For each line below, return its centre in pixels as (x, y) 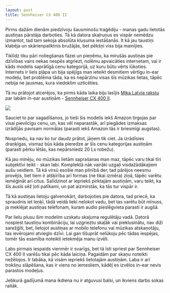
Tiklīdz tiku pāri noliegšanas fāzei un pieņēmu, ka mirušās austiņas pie (79, 55)
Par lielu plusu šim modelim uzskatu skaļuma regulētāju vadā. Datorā (77, 217)
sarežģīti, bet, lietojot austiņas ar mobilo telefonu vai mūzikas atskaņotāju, (83, 228)
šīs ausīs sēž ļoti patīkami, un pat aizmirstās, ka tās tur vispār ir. (72, 186)
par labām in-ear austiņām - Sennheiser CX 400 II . (58, 98)
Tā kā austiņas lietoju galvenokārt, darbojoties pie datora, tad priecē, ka (80, 196)
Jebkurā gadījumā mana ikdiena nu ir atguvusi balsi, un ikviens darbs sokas (84, 280)
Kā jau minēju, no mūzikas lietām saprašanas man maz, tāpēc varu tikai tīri (83, 159)
